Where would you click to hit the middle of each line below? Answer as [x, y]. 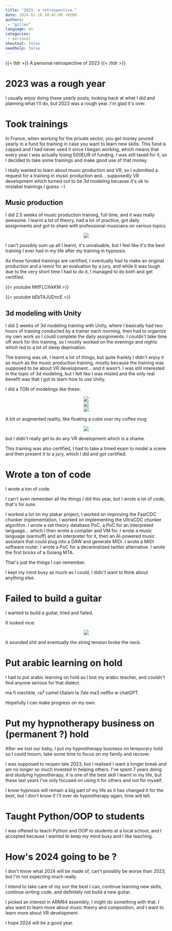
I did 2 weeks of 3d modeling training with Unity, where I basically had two [84, 326]
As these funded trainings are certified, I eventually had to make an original [85, 261]
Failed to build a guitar [54, 598]
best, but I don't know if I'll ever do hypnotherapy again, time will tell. [78, 795]
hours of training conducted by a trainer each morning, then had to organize [86, 331]
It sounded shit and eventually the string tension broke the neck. [73, 642]
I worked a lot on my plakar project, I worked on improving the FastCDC [81, 515]
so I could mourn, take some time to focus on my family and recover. [78, 754]
